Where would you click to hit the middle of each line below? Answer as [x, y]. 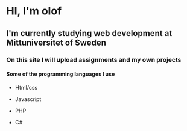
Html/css [26, 87]
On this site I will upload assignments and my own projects [94, 59]
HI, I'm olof [34, 11]
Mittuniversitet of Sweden [56, 42]
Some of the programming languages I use [61, 74]
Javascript [28, 99]
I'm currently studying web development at [89, 33]
